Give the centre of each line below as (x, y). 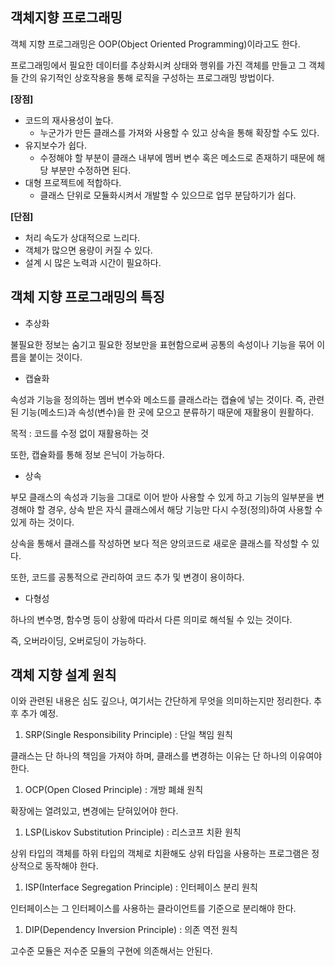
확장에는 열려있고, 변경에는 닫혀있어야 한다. (94, 811)
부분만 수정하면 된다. (91, 170)
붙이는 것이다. (55, 357)
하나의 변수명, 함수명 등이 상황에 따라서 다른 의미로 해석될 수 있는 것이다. (151, 619)
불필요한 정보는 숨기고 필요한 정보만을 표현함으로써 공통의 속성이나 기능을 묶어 (162, 344)
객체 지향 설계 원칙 (63, 675)
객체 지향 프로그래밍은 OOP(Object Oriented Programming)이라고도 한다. (155, 44)
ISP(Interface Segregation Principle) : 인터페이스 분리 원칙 (141, 887)
